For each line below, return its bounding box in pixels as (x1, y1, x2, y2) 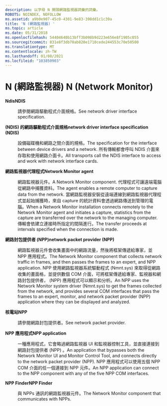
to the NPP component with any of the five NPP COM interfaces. (17, 371, 150, 377)
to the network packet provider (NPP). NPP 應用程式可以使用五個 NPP (17, 359, 161, 365)
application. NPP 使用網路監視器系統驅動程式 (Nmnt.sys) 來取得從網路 (17, 265, 161, 271)
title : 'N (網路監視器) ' (5, 21, 55, 26)
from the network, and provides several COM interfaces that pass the (17, 288, 160, 294)
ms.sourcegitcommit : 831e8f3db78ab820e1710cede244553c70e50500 (5, 40, 139, 45)
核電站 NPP (5, 309, 27, 315)
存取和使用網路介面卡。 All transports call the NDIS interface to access (17, 152, 162, 158)
